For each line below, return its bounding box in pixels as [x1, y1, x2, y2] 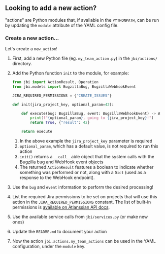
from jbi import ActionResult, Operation [12, 80, 99, 85]
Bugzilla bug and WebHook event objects [19, 159, 103, 165]
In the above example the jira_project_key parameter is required [19, 138, 153, 144]
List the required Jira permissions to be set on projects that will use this [12, 194, 158, 200]
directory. [12, 61, 32, 67]
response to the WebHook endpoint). [19, 175, 95, 181]
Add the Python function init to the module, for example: [12, 70, 129, 76]
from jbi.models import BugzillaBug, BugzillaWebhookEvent [12, 84, 136, 89]
